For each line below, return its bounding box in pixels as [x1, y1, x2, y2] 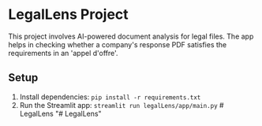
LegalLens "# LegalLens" [19, 109, 102, 118]
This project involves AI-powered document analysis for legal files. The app [8, 31, 254, 41]
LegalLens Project [8, 6, 129, 24]
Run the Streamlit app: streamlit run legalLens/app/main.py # [19, 100, 224, 109]
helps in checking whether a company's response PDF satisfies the [8, 39, 227, 49]
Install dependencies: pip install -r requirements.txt [19, 92, 201, 102]
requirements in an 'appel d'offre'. [8, 48, 118, 57]
